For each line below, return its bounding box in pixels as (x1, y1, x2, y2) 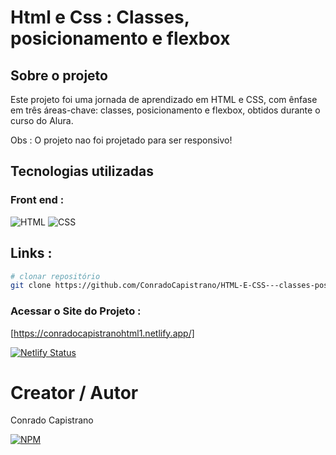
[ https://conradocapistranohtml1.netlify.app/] (10, 327, 195, 339)
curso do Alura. (10, 115, 74, 126)
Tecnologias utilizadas (10, 163, 154, 180)
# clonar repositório (10, 271, 101, 281)
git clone (10, 281, 52, 291)
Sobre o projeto (10, 67, 108, 84)
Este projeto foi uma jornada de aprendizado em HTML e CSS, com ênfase (10, 94, 318, 105)
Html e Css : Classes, (10, 6, 190, 29)
